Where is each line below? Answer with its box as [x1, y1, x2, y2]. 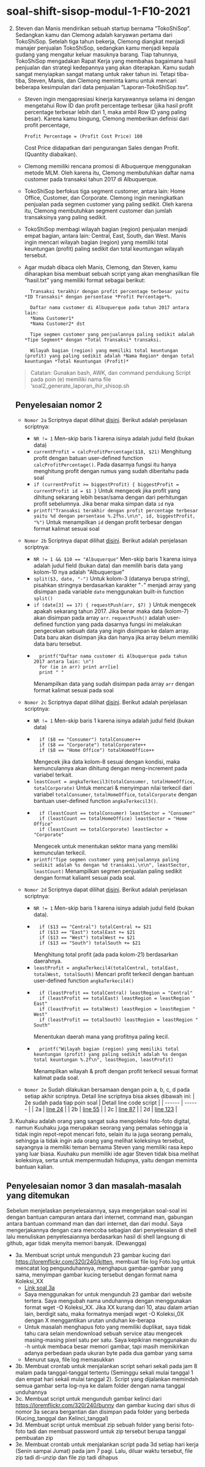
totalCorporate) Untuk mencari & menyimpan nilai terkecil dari [33, 784, 192, 791]
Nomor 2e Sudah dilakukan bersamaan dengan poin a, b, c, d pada [24, 1086, 190, 1093]
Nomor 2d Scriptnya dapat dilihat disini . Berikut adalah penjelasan [24, 886, 188, 893]
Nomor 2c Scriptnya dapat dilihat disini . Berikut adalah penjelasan [24, 698, 188, 706]
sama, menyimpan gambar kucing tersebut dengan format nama [15, 1270, 177, 1278]
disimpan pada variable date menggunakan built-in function [33, 588, 184, 595]
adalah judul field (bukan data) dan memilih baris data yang [33, 561, 184, 569]
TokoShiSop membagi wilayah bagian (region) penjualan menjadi [24, 225, 188, 233]
